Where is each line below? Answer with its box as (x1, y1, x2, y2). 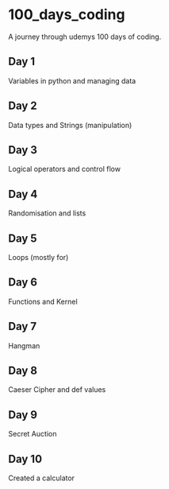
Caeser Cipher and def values (8, 385, 106, 394)
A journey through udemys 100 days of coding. (8, 32, 162, 41)
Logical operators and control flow (8, 165, 121, 174)
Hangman (8, 340, 40, 351)
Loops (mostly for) (8, 253, 69, 262)
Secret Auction (8, 429, 57, 439)
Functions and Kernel (8, 297, 78, 306)
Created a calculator (8, 473, 75, 483)
